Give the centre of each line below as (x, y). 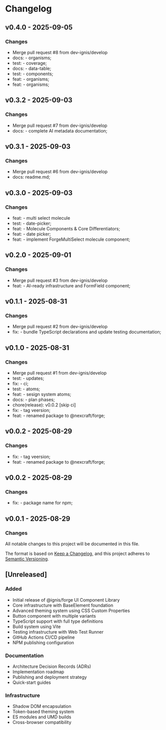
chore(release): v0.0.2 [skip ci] (44, 405)
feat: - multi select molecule (41, 218)
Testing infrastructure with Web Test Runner (58, 632)
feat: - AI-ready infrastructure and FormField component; (71, 285)
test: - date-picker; (32, 223)
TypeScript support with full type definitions (58, 621)
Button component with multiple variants (54, 616)
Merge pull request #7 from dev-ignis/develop (60, 125)
